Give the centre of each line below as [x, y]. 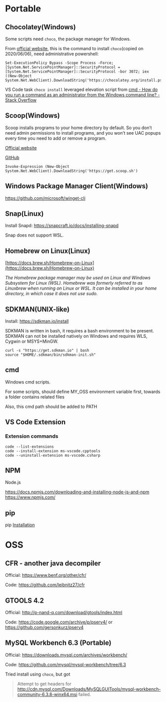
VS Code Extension [35, 422]
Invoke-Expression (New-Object [37, 166]
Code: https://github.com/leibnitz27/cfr [45, 585]
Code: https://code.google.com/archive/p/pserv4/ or [59, 622]
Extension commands [32, 436]
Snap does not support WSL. [35, 235]
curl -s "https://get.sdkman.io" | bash [47, 351]
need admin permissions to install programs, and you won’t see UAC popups [83, 133]
